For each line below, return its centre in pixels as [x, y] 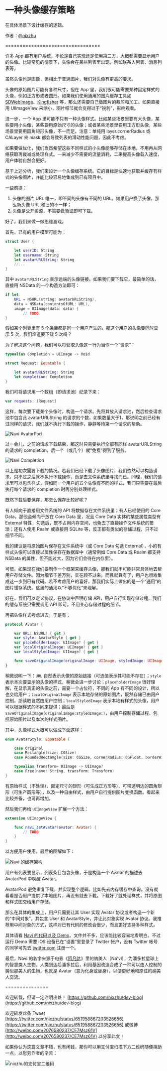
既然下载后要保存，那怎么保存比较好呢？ [46, 500]
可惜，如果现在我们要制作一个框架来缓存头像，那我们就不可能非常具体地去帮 [83, 569]
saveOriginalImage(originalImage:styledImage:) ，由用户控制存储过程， [79, 713]
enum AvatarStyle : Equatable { [38, 739]
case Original [29, 748]
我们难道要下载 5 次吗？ [47, 334]
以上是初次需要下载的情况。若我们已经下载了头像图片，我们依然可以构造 [79, 470]
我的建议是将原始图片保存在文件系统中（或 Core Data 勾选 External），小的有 [83, 545]
